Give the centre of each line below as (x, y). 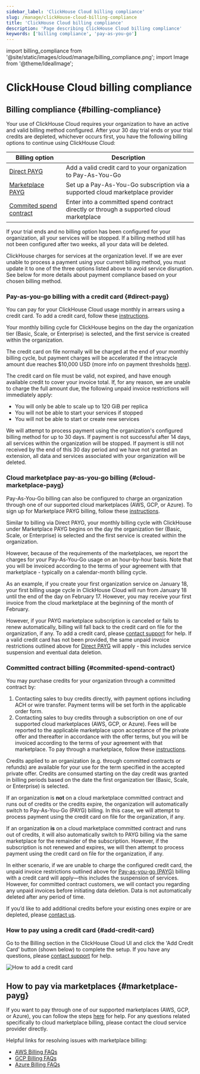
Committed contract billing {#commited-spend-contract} (91, 667)
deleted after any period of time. (46, 897)
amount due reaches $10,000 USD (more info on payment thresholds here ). (99, 364)
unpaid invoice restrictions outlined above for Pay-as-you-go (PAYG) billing (98, 872)
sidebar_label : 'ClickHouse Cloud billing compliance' (76, 12)
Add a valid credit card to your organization (126, 168)
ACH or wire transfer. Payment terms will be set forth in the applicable (100, 705)
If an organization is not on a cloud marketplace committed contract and (95, 798)
